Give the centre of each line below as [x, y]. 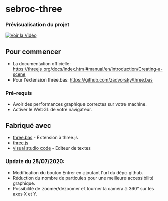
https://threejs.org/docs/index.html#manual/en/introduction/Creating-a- [88, 69]
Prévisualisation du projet [37, 25]
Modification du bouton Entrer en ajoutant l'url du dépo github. [78, 172]
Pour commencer [33, 51]
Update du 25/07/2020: [35, 162]
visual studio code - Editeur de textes [52, 148]
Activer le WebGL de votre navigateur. [52, 109]
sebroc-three [34, 9]
